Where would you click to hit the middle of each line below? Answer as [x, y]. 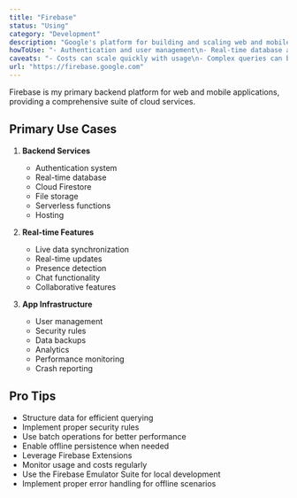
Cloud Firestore [63, 186]
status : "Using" [39, 26]
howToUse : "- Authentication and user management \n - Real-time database [146, 51]
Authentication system [76, 167]
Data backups [61, 340]
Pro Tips [33, 397]
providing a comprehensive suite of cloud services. [103, 101]
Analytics [52, 349]
